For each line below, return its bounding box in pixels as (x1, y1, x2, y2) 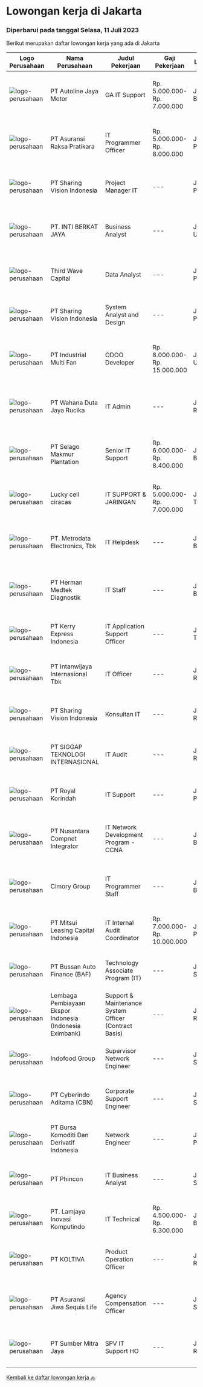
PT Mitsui (50, 919, 77, 927)
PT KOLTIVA (50, 1255, 85, 1264)
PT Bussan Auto (50, 962, 96, 971)
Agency (105, 1292, 127, 1300)
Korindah (50, 794, 77, 803)
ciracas (50, 498, 71, 506)
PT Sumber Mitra (50, 1339, 98, 1348)
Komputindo (50, 1223, 85, 1231)
